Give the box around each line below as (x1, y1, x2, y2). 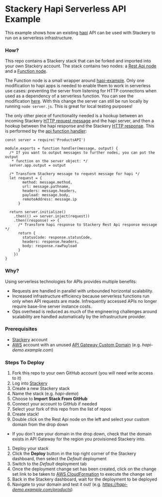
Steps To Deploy (5, 359, 45, 366)
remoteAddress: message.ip (22, 197, 77, 202)
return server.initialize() (9, 210, 66, 215)
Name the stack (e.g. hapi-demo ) (12, 391, 79, 397)
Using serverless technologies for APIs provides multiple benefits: (5, 279, 137, 284)
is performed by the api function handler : (5, 128, 87, 134)
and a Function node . (5, 68, 48, 74)
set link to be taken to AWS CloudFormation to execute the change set (12, 471, 152, 477)
